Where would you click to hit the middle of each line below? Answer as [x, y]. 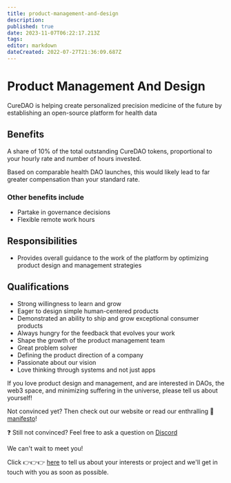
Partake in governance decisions [64, 212]
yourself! [20, 397]
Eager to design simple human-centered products [88, 311]
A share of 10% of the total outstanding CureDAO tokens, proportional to [110, 151]
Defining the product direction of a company [80, 355]
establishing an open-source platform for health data [82, 113]
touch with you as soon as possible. [58, 472]
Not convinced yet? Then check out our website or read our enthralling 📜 [111, 411]
